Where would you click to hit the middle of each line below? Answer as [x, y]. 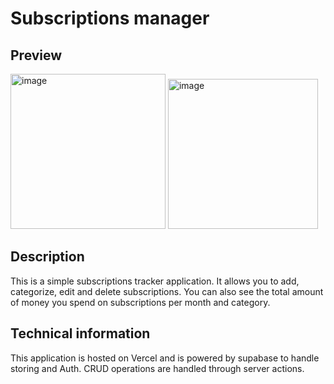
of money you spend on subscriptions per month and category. [140, 302]
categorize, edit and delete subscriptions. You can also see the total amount [167, 291]
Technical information [80, 333]
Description [47, 257]
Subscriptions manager [110, 18]
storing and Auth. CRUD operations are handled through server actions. [157, 368]
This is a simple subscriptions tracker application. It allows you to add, [155, 281]
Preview [36, 55]
